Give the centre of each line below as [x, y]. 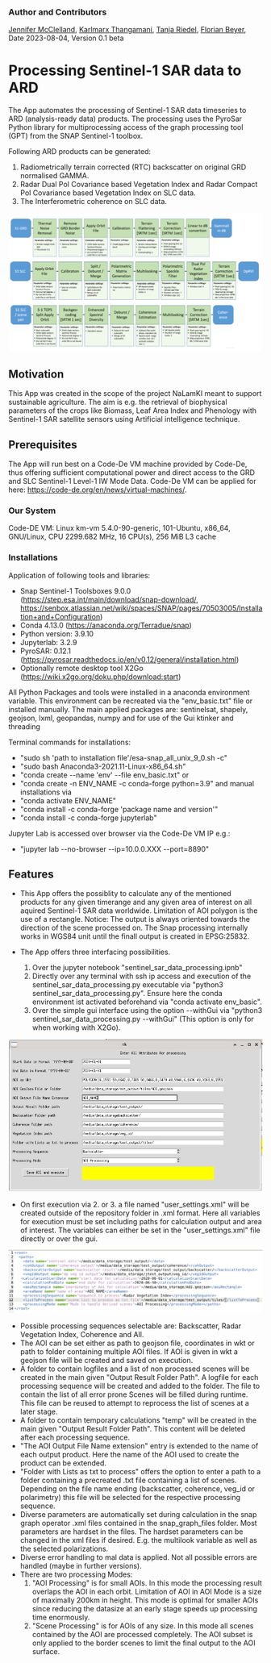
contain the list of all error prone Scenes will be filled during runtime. [134, 1394]
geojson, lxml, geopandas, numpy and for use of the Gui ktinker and [121, 718]
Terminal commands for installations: [70, 742]
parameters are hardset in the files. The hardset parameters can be [131, 1532]
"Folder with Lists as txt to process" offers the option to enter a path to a [140, 1471]
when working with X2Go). [76, 1027]
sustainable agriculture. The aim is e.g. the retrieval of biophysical [118, 402]
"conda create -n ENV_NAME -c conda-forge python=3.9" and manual [137, 783]
